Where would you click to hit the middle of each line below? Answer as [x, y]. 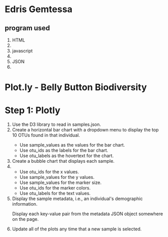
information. [25, 204]
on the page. [25, 219]
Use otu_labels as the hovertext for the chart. [67, 156]
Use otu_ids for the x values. [49, 172]
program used [27, 28]
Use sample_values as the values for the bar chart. [72, 145]
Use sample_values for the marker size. [60, 182]
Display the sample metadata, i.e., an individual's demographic [77, 199]
